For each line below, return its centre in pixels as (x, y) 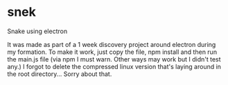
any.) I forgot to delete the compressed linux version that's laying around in (114, 66)
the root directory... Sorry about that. (60, 74)
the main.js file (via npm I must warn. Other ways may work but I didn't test (114, 59)
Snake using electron (37, 31)
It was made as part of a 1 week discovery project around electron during (112, 44)
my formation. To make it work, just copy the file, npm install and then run (112, 52)
